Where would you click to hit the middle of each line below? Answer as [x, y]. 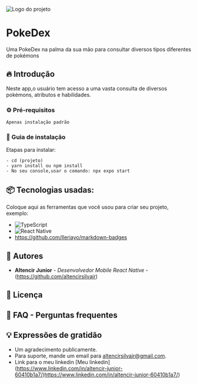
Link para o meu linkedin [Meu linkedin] [62, 362]
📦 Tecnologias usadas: [50, 190]
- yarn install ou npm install [44, 166]
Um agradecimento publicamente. [56, 349]
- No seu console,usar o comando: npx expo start [68, 171]
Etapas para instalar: [31, 150]
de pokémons [23, 56]
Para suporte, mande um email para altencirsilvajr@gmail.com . [90, 356]
